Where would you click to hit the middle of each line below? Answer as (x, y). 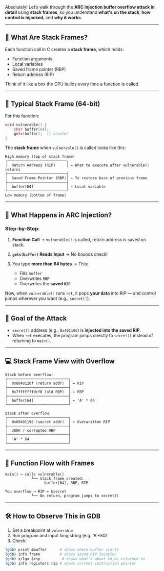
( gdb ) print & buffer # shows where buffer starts (62, 550)
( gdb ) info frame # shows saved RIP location (61, 554)
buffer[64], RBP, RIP (66, 483)
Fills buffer (31, 273)
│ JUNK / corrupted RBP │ (38, 431)
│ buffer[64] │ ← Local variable (55, 187)
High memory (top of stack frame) (40, 157)
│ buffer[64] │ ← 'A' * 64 (50, 401)
